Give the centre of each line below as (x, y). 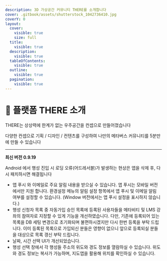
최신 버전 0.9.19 (21, 157)
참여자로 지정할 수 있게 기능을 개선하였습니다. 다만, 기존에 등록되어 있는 (91, 216)
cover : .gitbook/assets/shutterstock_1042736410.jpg (61, 14)
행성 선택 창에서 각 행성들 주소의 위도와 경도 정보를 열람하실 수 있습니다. (82, 247)
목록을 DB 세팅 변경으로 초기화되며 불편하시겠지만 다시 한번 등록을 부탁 (81, 222)
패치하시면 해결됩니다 (31, 174)
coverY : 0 (15, 19)
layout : (13, 24)
